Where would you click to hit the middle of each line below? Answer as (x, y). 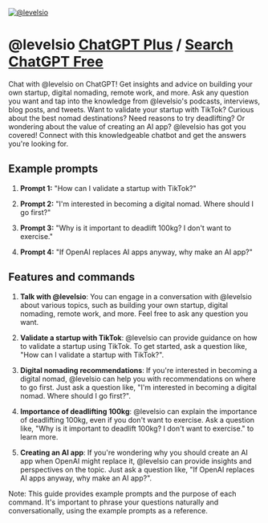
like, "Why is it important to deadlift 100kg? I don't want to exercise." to (137, 428)
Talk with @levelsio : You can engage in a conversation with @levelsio (136, 296)
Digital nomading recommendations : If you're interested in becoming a (139, 370)
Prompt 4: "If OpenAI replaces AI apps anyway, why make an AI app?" (136, 252)
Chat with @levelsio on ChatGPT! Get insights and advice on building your (130, 83)
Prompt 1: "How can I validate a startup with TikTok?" (108, 188)
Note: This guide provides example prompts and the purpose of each (122, 493)
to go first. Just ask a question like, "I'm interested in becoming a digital (138, 387)
